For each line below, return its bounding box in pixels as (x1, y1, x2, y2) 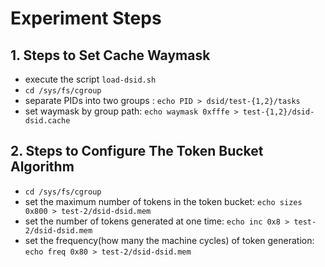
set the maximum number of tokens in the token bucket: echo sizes (24, 195, 303, 207)
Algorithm (10, 158, 75, 176)
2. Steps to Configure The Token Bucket (10, 143, 264, 160)
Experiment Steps (10, 7, 162, 30)
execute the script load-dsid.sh (24, 73, 157, 85)
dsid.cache (24, 116, 71, 126)
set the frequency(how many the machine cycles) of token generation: (24, 234, 315, 246)
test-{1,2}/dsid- (242, 107, 315, 117)
